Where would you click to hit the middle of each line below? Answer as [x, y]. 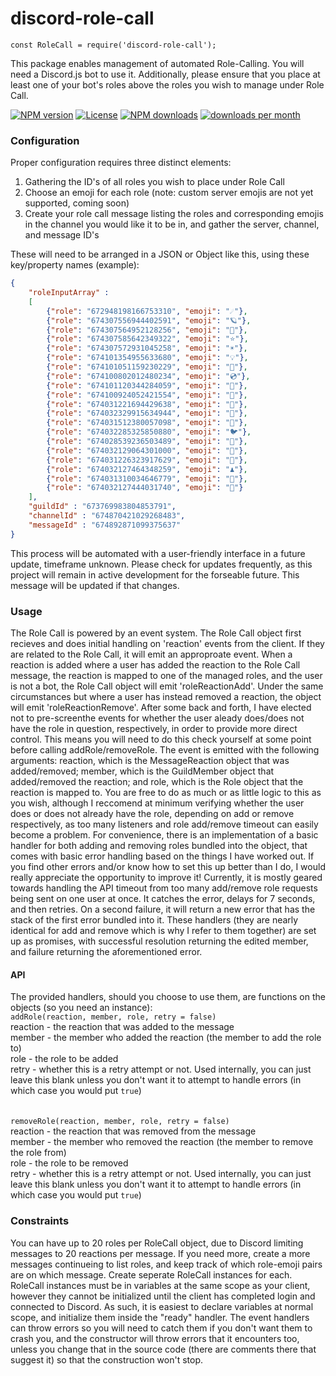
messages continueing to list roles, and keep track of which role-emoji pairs [166, 1264]
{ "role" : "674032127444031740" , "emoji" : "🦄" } [145, 488]
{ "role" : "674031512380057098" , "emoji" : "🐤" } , [147, 423]
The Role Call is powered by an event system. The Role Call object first [156, 633]
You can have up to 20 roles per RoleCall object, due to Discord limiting [157, 1243]
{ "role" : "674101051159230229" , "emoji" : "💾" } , [147, 367]
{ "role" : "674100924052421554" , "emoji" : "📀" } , [147, 395]
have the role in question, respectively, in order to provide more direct [154, 729]
